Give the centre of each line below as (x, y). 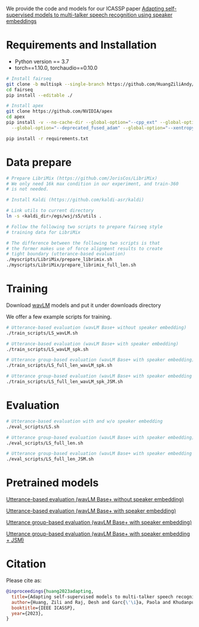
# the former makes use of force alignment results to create (84, 248)
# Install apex (25, 106)
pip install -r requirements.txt (47, 139)
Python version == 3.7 (42, 61)
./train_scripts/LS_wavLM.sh (42, 333)
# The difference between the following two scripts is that (83, 243)
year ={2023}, (28, 613)
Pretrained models (52, 483)
